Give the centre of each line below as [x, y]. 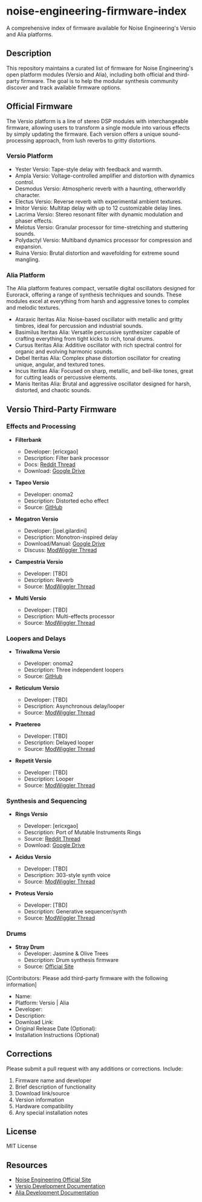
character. [28, 195]
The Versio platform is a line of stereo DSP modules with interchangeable [97, 121]
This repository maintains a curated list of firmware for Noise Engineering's [100, 68]
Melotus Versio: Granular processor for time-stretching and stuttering [102, 227]
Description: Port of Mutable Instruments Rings [83, 832]
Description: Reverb [49, 579]
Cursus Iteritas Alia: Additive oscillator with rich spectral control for [99, 345]
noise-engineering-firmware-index [96, 11]
